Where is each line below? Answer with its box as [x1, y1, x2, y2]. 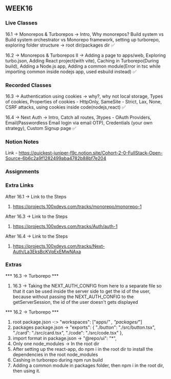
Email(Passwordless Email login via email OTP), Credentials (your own [5, 120, 153, 126]
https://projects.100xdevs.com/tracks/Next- [12, 243, 105, 249]
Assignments [5, 168, 39, 175]
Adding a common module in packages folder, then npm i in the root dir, [12, 362, 164, 368]
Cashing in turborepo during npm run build [12, 356, 103, 363]
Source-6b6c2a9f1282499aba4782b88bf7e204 [5, 155, 106, 162]
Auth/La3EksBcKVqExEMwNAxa [12, 248, 81, 255]
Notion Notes [5, 138, 39, 145]
